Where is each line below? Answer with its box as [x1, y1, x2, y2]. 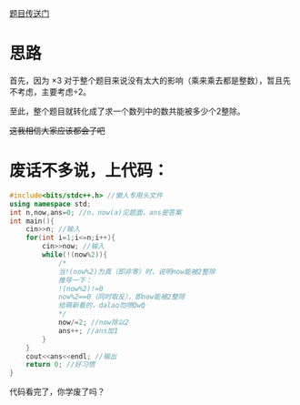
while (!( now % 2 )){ [42, 250, 107, 259]
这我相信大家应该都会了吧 [9, 125, 105, 136]
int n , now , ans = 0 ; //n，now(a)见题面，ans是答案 [9, 208, 182, 217]
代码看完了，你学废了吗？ [9, 386, 105, 398]
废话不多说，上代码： [9, 160, 170, 181]
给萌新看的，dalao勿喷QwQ [57, 301, 145, 310]
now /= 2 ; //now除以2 [57, 318, 129, 327]
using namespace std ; [9, 199, 92, 208]
